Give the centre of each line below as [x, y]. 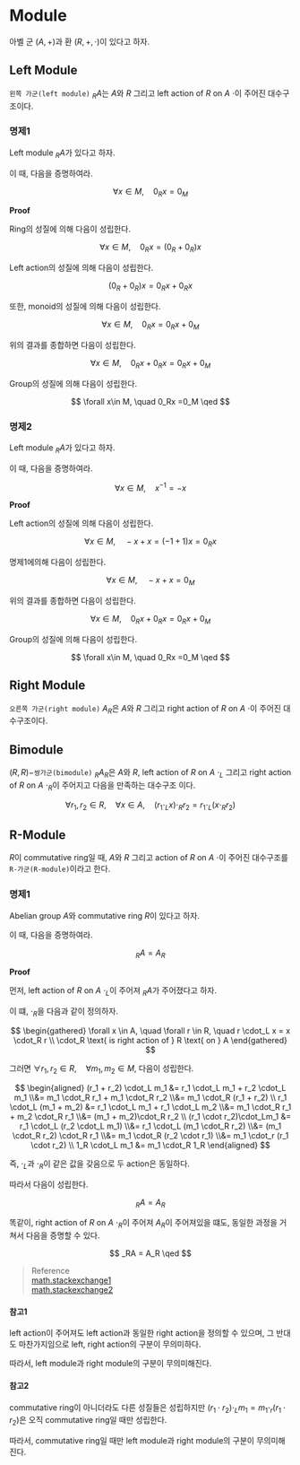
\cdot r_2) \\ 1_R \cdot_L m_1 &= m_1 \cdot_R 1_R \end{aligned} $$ [150, 1145]
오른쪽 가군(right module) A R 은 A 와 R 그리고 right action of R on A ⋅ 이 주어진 [146, 709]
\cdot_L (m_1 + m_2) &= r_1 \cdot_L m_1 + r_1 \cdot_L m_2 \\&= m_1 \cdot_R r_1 [150, 1107]
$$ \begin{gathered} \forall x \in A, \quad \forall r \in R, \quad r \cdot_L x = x [150, 1031]
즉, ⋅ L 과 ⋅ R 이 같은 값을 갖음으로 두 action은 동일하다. [100, 1164]
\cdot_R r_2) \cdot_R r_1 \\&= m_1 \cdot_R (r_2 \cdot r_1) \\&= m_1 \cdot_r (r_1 [150, 1135]
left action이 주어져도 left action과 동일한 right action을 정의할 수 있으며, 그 [142, 1333]
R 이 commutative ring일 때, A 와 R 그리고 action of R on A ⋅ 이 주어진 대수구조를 [149, 858]
